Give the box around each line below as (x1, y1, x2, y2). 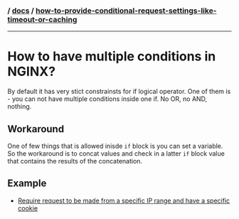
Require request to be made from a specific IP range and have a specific (17, 196, 230, 205)
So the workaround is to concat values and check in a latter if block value (7, 149, 225, 158)
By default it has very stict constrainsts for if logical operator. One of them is (7, 87, 231, 96)
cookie (17, 203, 38, 212)
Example (7, 177, 47, 190)
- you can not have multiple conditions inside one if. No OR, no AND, (7, 95, 208, 103)
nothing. (7, 102, 32, 111)
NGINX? (7, 63, 55, 80)
